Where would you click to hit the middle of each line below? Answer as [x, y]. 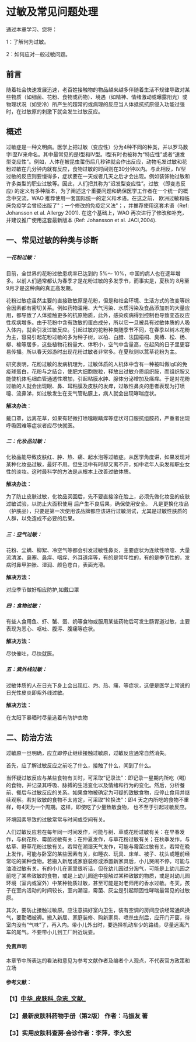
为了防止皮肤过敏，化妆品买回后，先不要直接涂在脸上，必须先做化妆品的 [93, 496]
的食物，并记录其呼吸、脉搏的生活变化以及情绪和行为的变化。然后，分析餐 [95, 785]
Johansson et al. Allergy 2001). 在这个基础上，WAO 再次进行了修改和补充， [97, 213]
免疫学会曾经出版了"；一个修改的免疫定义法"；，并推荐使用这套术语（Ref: [100, 205]
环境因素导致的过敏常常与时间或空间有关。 [57, 819]
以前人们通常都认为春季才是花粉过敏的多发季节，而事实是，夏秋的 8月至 [103, 281]
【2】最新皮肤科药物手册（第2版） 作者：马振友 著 [77, 1016]
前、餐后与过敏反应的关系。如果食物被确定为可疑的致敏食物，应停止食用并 [95, 792]
